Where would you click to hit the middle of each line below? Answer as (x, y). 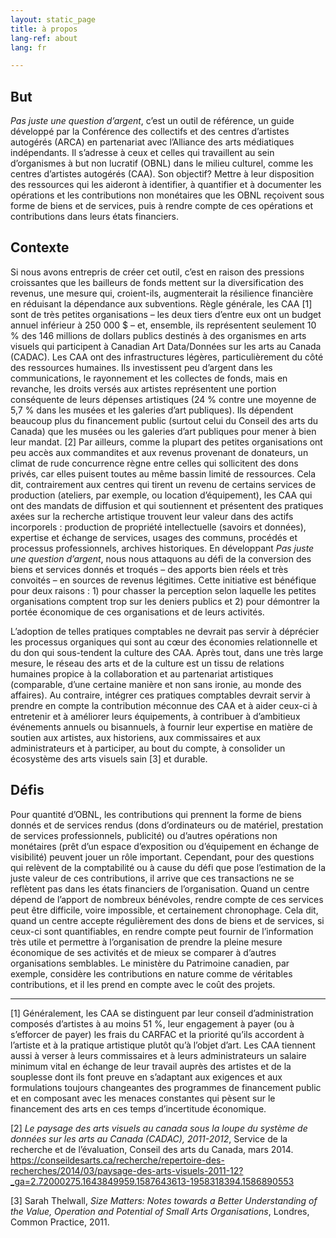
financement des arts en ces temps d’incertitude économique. (138, 1108)
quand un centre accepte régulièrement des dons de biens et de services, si (167, 920)
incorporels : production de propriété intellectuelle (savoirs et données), (158, 527)
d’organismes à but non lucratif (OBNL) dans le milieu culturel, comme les (162, 163)
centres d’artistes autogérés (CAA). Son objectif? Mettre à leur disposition (162, 174)
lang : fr (28, 47)
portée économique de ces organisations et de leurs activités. (137, 612)
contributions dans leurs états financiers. (94, 217)
